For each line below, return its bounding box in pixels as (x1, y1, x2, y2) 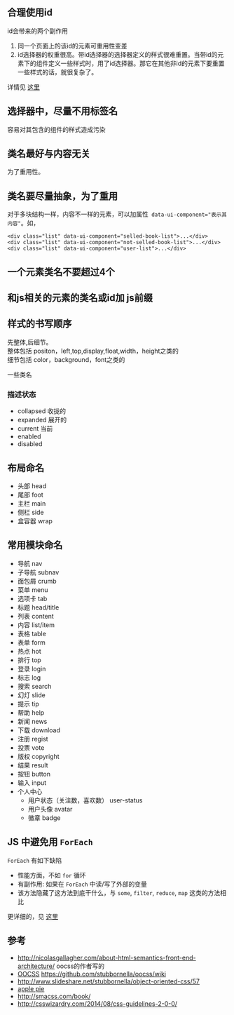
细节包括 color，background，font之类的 (7, 355, 125, 363)
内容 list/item (17, 620, 55, 629)
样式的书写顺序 (7, 318, 72, 330)
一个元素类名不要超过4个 (7, 266, 116, 278)
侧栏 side (17, 508, 44, 516)
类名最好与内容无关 (7, 148, 90, 160)
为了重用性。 (7, 168, 44, 176)
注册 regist (17, 734, 48, 743)
